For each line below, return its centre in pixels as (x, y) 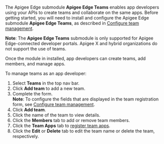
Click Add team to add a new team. (49, 88)
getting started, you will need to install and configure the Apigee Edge (77, 18)
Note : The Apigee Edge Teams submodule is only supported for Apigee (79, 38)
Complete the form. (32, 94)
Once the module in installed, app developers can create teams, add (75, 58)
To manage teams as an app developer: (46, 73)
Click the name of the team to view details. (56, 115)
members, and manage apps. (35, 64)
